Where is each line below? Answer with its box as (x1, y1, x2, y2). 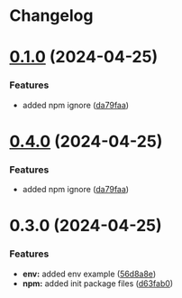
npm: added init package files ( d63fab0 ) (22, 277, 174, 289)
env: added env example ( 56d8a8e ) (22, 268, 156, 279)
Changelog (9, 5, 94, 26)
